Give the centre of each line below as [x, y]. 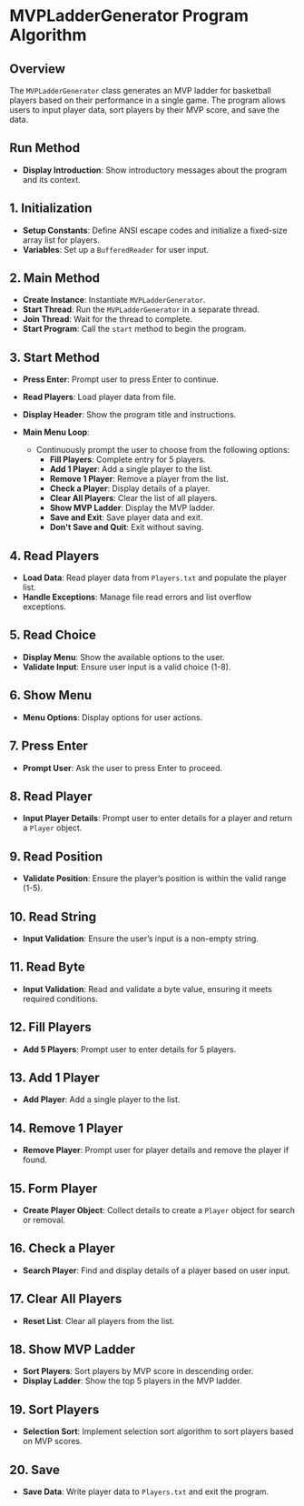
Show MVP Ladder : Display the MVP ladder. [132, 508]
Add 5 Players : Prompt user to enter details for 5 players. [129, 1049]
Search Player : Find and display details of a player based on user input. [156, 1270]
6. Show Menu [51, 695]
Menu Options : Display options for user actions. [113, 717]
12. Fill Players [51, 1027]
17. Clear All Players [66, 1299]
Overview [38, 69]
